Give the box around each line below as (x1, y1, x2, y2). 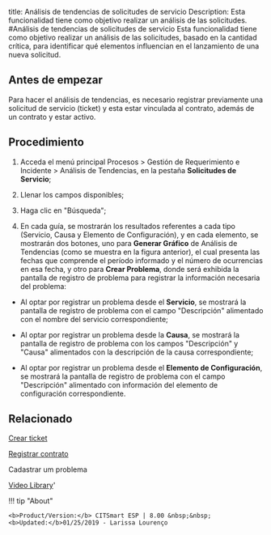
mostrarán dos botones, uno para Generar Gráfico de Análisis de (19, 238, 238, 248)
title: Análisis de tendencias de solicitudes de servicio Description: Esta (8, 7, 246, 16)
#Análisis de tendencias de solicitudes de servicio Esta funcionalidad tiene (8, 24, 257, 33)
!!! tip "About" (8, 496, 53, 506)
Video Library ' (8, 481, 56, 490)
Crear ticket (8, 433, 48, 444)
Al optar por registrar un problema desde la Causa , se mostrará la (19, 329, 240, 339)
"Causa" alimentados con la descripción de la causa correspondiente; (19, 347, 254, 357)
